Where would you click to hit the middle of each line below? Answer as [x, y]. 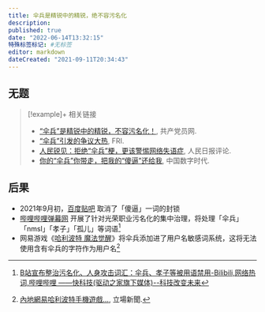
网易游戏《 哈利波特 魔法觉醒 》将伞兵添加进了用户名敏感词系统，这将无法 [138, 239]
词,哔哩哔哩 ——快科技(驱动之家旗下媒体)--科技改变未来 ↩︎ [114, 282]
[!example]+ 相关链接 [62, 114]
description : [30, 23]
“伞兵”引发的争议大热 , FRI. [82, 141]
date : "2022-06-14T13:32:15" [56, 38]
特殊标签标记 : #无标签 [40, 45]
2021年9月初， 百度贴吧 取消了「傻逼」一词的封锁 [100, 208]
